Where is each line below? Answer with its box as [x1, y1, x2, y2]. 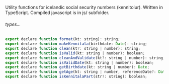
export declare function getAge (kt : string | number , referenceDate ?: [5, 69, 156, 74]
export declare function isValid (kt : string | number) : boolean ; [5, 50, 145, 56]
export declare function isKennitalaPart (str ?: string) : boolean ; [5, 74, 147, 79]
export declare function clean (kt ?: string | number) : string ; [5, 46, 141, 51]
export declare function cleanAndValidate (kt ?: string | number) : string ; [5, 55, 165, 60]
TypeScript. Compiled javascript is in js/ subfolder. [5, 10, 110, 16]
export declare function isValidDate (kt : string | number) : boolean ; [5, 60, 154, 65]
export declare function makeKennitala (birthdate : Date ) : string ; [5, 41, 147, 47]
